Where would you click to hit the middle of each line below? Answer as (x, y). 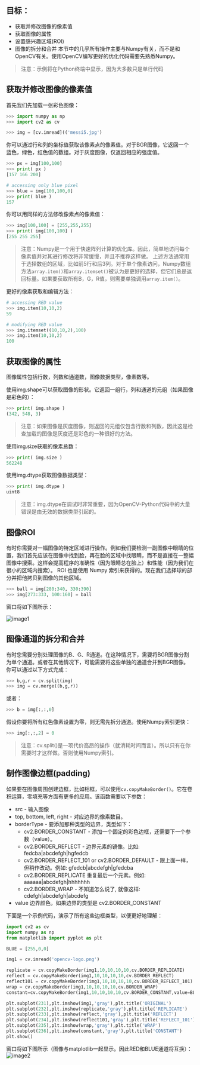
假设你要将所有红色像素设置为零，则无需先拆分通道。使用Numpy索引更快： (99, 722)
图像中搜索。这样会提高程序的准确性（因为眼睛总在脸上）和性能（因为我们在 (100, 563)
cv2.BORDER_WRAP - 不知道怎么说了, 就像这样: (82, 889)
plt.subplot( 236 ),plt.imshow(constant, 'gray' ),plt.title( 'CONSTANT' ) (94, 1031)
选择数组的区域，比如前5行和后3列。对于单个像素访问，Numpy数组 (109, 264)
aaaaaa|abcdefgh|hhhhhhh (57, 882)
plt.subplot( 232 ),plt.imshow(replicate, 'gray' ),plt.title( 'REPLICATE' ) (97, 1009)
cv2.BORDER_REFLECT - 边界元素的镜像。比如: (82, 846)
